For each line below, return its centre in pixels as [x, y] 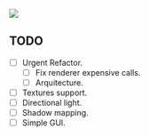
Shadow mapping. [55, 113]
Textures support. [55, 93]
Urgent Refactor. [52, 62]
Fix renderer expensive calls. [88, 72]
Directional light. [52, 103]
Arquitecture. [59, 82]
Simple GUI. [44, 123]
